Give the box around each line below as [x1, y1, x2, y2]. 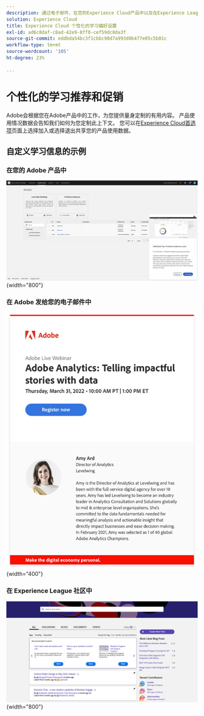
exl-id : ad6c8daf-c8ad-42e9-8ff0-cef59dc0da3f [6, 29, 126, 35]
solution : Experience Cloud [6, 16, 78, 23]
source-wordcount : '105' [6, 49, 69, 55]
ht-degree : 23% [6, 55, 45, 61]
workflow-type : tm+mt [6, 42, 61, 48]
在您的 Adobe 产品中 [6, 166, 67, 174]
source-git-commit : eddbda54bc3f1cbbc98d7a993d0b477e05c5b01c [6, 35, 167, 42]
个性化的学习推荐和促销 [6, 90, 124, 104]
